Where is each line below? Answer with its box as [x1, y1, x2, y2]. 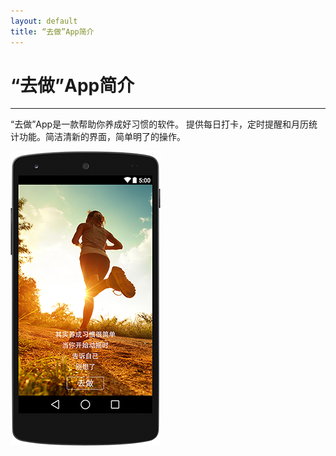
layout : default [10, 16, 78, 26]
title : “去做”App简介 [10, 26, 95, 37]
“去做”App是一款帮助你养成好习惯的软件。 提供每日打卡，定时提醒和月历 [10, 118, 310, 130]
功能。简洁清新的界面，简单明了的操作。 [18, 131, 186, 143]
